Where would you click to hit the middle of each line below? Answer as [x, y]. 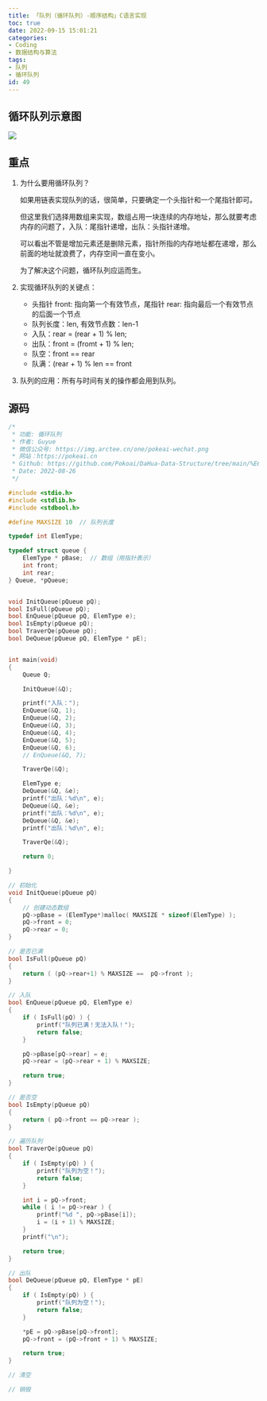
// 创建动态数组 [46, 908]
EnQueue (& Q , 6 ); [50, 748]
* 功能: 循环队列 [37, 434]
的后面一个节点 [56, 314]
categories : [28, 38]
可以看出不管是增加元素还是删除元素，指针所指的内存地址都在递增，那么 [138, 244]
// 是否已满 [26, 952]
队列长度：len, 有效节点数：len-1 [85, 324]
